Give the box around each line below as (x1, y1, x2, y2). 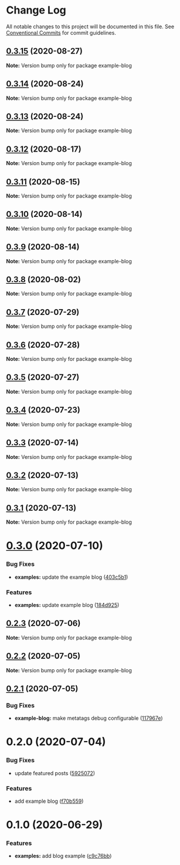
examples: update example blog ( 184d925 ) (14, 601, 120, 608)
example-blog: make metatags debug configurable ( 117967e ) (14, 715, 163, 722)
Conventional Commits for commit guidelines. (6, 29, 116, 36)
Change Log (6, 4, 66, 17)
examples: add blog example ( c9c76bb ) (14, 853, 112, 860)
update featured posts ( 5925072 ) (14, 769, 96, 776)
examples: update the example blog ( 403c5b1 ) (14, 574, 128, 581)
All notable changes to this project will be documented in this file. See (6, 23, 175, 30)
